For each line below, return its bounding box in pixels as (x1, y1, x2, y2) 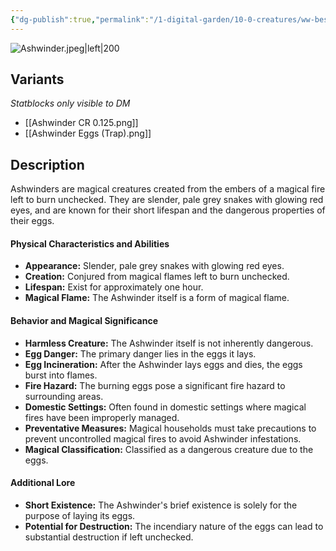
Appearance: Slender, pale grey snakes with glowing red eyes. (24, 260, 285, 272)
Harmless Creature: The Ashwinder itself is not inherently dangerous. (24, 337, 314, 349)
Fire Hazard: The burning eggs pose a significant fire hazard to (24, 379, 286, 391)
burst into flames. (24, 369, 98, 381)
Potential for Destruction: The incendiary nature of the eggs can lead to (24, 520, 324, 532)
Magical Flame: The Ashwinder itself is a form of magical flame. (24, 292, 290, 304)
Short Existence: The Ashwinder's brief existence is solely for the (24, 499, 298, 511)
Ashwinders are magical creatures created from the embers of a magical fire (10, 183, 326, 195)
